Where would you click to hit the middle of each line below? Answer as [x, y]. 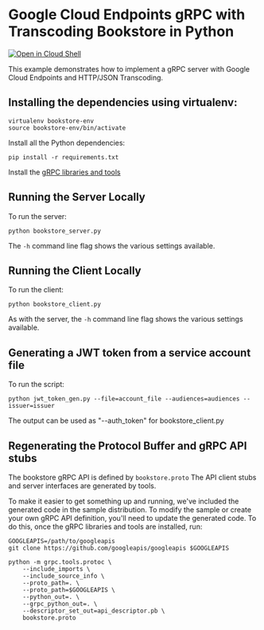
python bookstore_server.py [55, 231]
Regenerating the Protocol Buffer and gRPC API [128, 446]
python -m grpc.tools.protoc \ [60, 562]
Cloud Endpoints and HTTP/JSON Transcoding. [86, 77]
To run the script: [37, 385]
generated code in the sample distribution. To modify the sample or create [130, 510]
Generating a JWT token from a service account [130, 352]
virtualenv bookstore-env [51, 121]
